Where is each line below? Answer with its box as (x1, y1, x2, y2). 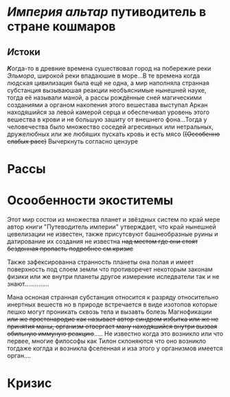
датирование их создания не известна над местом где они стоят (7, 238, 198, 246)
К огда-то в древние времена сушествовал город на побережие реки (7, 65, 211, 72)
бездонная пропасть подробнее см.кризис (7, 245, 134, 253)
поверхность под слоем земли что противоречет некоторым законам (7, 265, 213, 273)
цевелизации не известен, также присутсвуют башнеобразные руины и (7, 230, 218, 238)
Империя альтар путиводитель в (7, 4, 207, 20)
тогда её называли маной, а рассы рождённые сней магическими (7, 93, 203, 102)
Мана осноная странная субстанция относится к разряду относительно (7, 293, 219, 302)
